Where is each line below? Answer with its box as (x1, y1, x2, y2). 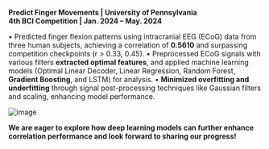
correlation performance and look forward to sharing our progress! (8, 131, 237, 141)
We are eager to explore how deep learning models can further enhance (8, 123, 254, 132)
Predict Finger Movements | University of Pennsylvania (8, 8, 197, 17)
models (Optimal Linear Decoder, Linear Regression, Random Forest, (8, 66, 236, 76)
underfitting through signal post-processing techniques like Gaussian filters (8, 83, 262, 93)
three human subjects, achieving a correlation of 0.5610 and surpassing (8, 40, 248, 50)
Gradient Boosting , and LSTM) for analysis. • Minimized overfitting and (8, 75, 250, 84)
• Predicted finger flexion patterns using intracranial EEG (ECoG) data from (8, 32, 257, 41)
